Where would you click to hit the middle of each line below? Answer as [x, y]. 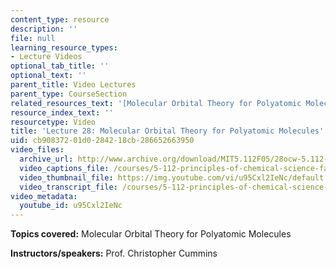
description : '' [44, 29]
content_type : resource [60, 19]
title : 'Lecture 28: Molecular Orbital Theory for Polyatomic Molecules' [167, 131]
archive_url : [46, 159]
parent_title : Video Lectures [73, 85]
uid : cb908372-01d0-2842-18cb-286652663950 [102, 141]
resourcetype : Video [53, 122]
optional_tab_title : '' [60, 66]
